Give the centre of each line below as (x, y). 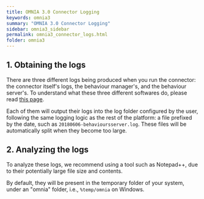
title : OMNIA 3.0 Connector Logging (53, 12)
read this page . (25, 99)
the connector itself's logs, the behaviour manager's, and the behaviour (97, 86)
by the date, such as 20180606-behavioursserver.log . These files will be (97, 124)
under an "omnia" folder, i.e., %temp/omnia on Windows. (75, 189)
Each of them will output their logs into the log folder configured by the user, (102, 111)
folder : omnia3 (26, 40)
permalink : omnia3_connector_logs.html (57, 35)
